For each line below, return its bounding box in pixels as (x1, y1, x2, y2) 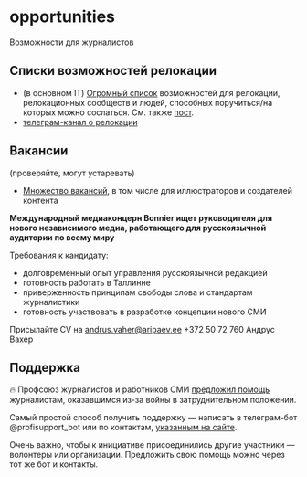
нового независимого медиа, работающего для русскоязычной (9, 222, 267, 233)
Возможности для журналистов (9, 37, 134, 48)
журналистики (22, 296, 80, 307)
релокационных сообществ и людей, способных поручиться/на (22, 97, 273, 108)
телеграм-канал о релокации (22, 116, 138, 127)
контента (22, 195, 58, 206)
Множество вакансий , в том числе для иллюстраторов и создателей (22, 185, 292, 196)
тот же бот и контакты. (9, 459, 99, 470)
